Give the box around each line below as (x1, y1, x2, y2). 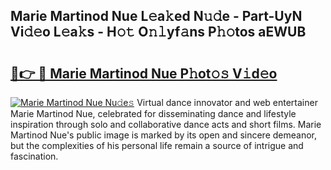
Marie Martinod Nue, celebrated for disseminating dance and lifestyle (10, 108, 297, 119)
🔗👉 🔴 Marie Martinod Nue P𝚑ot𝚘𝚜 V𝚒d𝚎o (10, 65, 278, 82)
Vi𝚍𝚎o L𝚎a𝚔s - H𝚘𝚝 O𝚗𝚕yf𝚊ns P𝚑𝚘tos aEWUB (10, 24, 307, 41)
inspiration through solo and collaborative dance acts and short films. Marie (10, 119, 322, 130)
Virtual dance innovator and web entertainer (136, 97, 318, 108)
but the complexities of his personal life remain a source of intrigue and (10, 140, 304, 151)
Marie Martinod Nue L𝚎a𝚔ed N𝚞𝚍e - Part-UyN (10, 8, 303, 25)
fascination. (10, 150, 59, 162)
